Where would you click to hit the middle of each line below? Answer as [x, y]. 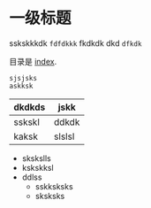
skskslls [36, 158]
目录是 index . [33, 61]
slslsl [64, 136]
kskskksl [38, 167]
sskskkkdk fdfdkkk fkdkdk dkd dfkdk [75, 43]
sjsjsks [23, 78]
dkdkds [30, 107]
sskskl [26, 122]
